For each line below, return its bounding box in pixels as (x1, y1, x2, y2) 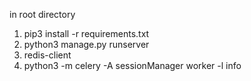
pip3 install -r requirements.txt (23, 28, 150, 39)
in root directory (9, 9, 76, 20)
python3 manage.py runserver (23, 39, 150, 50)
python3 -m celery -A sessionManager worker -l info (23, 60, 242, 71)
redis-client (23, 49, 72, 61)
